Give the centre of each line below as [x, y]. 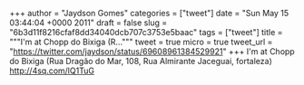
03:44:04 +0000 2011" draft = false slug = [88, 23]
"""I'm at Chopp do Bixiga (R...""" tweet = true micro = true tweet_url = [141, 42]
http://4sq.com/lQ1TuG [52, 71]
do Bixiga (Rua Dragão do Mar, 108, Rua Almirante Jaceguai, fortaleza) [141, 61]
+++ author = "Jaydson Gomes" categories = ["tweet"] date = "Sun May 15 [149, 13]
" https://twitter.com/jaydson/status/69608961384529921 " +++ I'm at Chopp [152, 52]
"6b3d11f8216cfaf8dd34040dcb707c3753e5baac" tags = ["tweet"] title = [146, 32]
